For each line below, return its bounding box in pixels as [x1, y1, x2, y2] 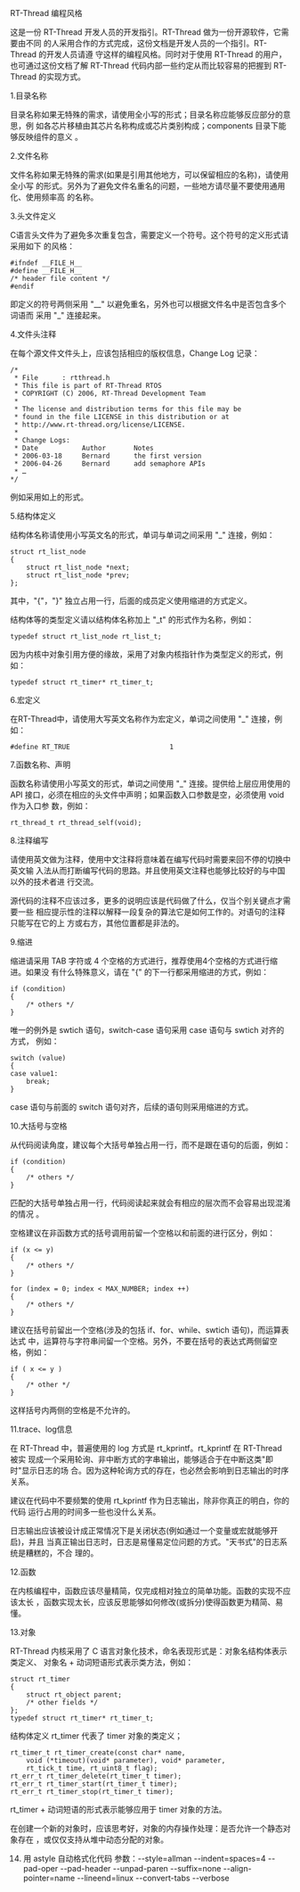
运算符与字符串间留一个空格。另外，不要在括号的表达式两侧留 [43, 1336, 270, 1346]
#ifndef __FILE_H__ [10, 259, 83, 268]
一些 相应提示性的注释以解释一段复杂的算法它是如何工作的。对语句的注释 [17, 906, 286, 917]
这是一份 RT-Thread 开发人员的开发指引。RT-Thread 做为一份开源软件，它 [10, 27, 281, 37]
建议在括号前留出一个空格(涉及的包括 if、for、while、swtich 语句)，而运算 [10, 1325, 281, 1335]
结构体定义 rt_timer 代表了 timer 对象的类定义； [10, 1731, 183, 1741]
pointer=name [22, 1872, 76, 1883]
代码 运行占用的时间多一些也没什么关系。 [10, 1507, 161, 1516]
